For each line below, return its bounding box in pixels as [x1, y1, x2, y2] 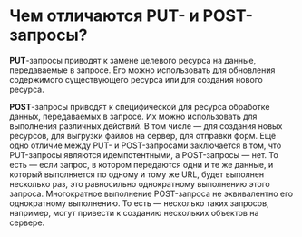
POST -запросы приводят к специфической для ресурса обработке [9, 101, 270, 112]
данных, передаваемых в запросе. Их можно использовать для [9, 111, 258, 122]
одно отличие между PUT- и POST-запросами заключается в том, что [9, 140, 282, 151]
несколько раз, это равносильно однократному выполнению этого [9, 178, 270, 189]
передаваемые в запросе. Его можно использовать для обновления [9, 64, 276, 75]
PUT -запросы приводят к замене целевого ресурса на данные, [9, 54, 257, 65]
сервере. [9, 217, 45, 228]
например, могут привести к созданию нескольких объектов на [9, 207, 259, 218]
